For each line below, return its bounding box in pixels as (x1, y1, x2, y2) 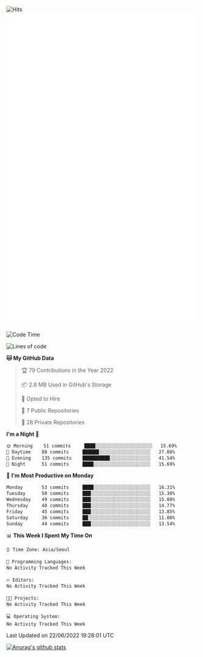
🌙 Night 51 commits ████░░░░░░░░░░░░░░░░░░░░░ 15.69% (6, 461, 175, 467)
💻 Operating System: (6, 613, 61, 619)
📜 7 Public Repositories (21, 407, 80, 414)
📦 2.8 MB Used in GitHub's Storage (21, 380, 112, 388)
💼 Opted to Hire (21, 395, 61, 402)
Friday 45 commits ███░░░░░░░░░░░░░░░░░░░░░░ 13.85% (6, 508, 175, 515)
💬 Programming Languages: (6, 559, 72, 565)
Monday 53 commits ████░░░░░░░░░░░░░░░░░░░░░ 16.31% (6, 484, 175, 490)
